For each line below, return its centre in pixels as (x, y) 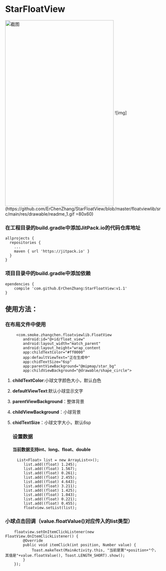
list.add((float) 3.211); (50, 486)
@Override (33, 541)
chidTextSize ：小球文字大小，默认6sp (52, 423)
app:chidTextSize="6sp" (47, 362)
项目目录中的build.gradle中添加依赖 (48, 274)
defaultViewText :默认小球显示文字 (48, 391)
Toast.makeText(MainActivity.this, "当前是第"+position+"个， (95, 550)
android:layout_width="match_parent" (62, 344)
